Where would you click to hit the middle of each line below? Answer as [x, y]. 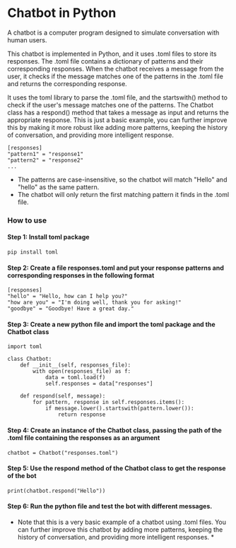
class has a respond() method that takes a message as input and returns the [118, 112]
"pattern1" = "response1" [45, 154]
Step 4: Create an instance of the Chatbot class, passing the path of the [115, 430]
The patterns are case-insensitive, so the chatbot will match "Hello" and [122, 179]
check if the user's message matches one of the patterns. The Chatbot [111, 105]
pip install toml [33, 252]
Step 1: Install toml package [48, 237]
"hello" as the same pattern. [58, 187]
